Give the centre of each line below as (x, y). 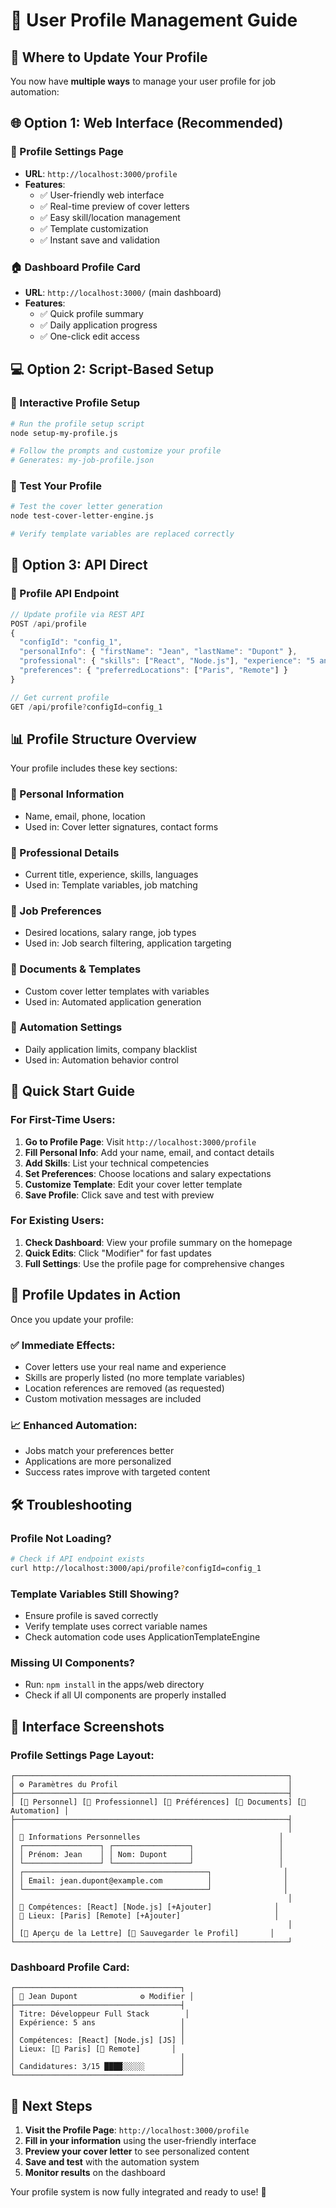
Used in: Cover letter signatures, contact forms (121, 826)
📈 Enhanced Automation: (74, 1425)
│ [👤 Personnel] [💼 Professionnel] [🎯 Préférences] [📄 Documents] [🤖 (158, 1802)
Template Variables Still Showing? (95, 1594)
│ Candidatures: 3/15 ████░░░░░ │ (98, 2067)
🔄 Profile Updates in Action (96, 1295)
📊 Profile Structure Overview (103, 739)
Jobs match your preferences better (99, 1451)
